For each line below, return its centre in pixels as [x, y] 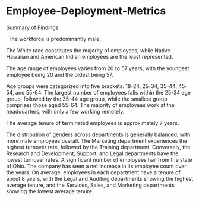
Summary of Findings [32, 27]
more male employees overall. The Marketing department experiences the [97, 140]
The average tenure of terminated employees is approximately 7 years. [93, 123]
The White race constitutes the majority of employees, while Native [88, 50]
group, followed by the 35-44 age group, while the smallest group [87, 99]
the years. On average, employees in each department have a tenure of [94, 172]
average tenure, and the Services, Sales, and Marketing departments [91, 185]
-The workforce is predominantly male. [53, 39]
